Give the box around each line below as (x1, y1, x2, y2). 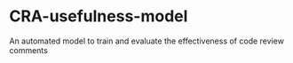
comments (9, 44, 49, 55)
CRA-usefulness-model (9, 6, 188, 27)
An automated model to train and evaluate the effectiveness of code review (9, 35, 284, 46)
